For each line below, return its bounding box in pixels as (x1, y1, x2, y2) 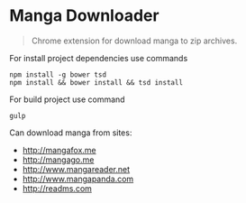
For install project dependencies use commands (9, 52, 188, 63)
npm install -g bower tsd (9, 69, 106, 79)
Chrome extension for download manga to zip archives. (31, 35, 238, 46)
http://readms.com (22, 182, 93, 194)
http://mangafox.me (22, 144, 96, 155)
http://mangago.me (22, 154, 95, 165)
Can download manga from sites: (9, 127, 132, 138)
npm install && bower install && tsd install (9, 78, 183, 87)
